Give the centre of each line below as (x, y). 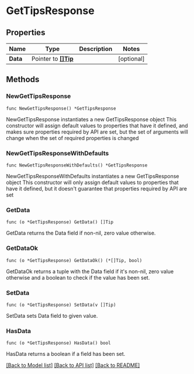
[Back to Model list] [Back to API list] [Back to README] (73, 365)
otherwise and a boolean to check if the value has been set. (78, 277)
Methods (23, 79)
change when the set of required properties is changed (72, 138)
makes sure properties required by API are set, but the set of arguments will (97, 132)
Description (96, 49)
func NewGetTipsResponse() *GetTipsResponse (61, 108)
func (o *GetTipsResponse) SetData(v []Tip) (61, 305)
